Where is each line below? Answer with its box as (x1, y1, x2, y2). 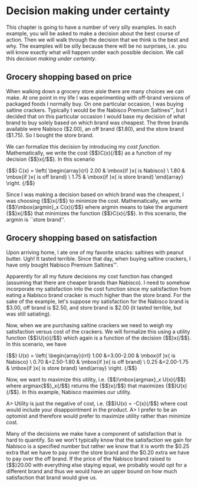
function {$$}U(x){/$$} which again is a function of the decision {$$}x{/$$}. (6, 334, 192, 341)
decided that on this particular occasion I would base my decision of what (6, 113, 186, 120)
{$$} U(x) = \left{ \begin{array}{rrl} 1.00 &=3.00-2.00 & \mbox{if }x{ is (6, 352, 176, 359)
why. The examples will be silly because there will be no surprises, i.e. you (6, 42, 187, 50)
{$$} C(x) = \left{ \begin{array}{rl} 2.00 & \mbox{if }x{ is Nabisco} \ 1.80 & (6, 167, 186, 174)
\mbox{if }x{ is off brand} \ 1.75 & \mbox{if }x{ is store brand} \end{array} (6, 173, 184, 180)
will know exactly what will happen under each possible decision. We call (6, 48, 184, 55)
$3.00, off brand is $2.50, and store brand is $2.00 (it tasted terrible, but (6, 304, 182, 311)
